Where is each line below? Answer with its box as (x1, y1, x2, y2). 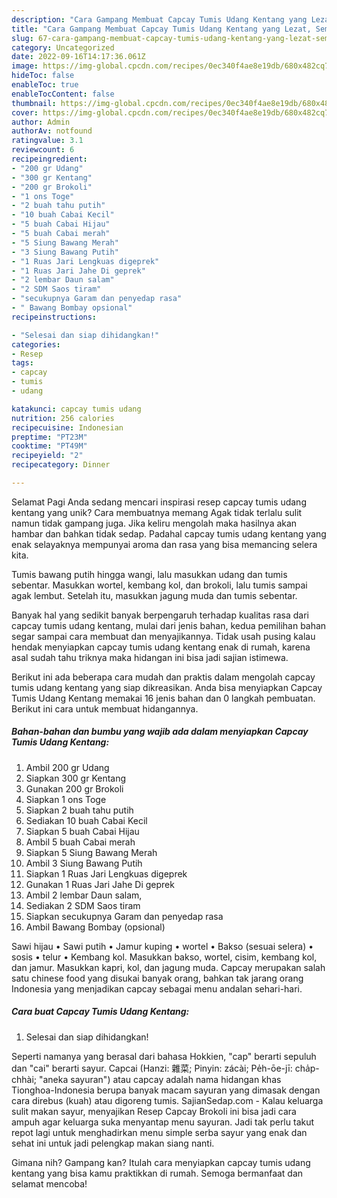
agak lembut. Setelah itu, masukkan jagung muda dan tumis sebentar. (11, 589, 298, 601)
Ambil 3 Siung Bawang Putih (25, 857, 143, 869)
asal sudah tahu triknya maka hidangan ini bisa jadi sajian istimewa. (11, 651, 289, 663)
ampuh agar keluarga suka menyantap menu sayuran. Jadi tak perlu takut (11, 1116, 315, 1128)
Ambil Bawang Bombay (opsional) (25, 921, 166, 933)
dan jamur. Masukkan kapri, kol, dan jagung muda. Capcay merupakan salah (11, 961, 326, 973)
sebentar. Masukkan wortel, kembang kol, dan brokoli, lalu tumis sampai (11, 579, 308, 591)
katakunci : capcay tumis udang (11, 404, 142, 414)
